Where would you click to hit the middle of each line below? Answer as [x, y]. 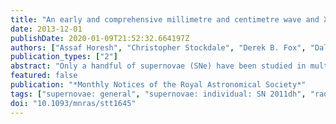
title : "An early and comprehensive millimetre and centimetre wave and [165, 19]
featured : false [44, 76]
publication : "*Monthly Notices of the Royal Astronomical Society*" [158, 85]
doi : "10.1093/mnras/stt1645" [73, 103]
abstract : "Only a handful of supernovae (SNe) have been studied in [158, 66]
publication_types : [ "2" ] [64, 57]
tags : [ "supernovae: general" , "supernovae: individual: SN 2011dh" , [158, 94]
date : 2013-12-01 [46, 29]
